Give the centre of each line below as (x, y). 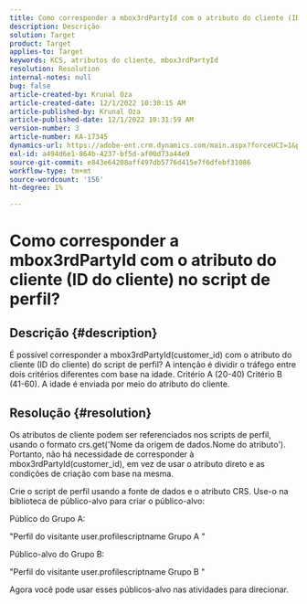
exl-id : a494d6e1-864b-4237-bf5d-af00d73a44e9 (100, 154)
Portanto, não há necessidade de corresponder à (102, 454)
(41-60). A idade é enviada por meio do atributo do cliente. (120, 384)
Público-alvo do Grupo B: (57, 554)
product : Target (40, 43)
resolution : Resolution (55, 69)
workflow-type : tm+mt (51, 171)
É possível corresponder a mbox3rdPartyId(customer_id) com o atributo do (151, 355)
